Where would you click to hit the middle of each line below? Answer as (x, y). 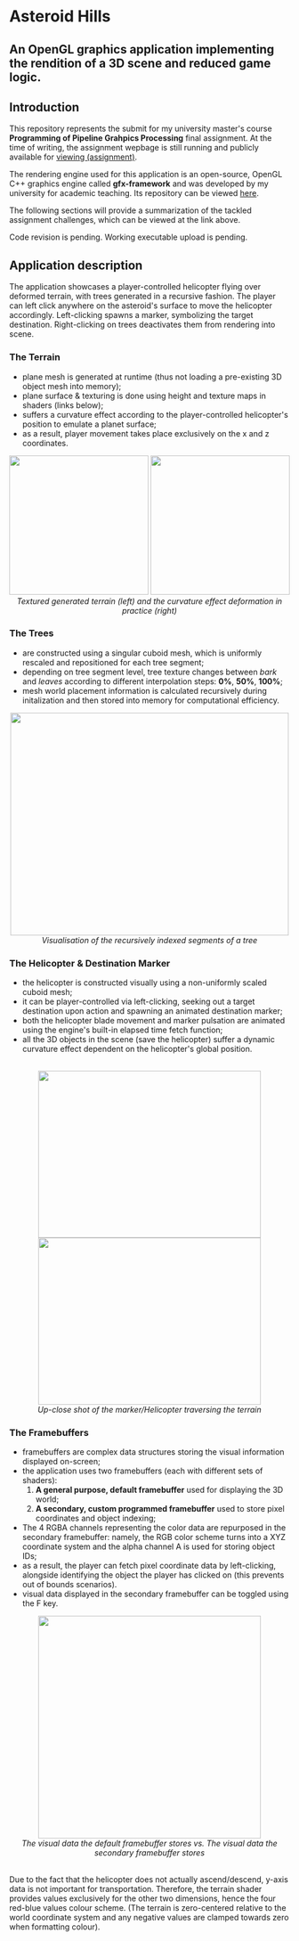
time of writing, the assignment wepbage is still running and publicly (134, 148)
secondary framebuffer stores (149, 1853)
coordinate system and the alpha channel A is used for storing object (149, 1546)
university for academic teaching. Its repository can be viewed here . (134, 193)
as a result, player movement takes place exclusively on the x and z (145, 433)
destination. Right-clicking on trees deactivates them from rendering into (142, 325)
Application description (76, 265)
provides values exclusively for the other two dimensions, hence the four (142, 1898)
